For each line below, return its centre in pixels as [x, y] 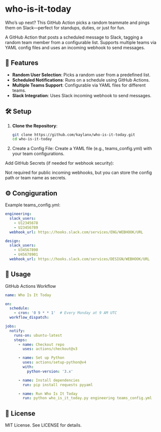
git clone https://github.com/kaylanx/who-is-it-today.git [74, 135]
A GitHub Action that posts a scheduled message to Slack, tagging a [74, 37]
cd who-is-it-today [32, 139]
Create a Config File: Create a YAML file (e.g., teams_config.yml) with [82, 149]
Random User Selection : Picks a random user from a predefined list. [81, 75]
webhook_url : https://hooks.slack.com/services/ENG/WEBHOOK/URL [76, 232]
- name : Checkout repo [41, 345]
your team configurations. [38, 154]
